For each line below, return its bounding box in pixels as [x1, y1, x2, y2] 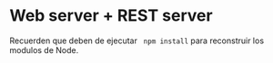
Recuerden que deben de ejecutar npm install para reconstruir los [9, 35, 265, 46]
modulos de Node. [9, 44, 79, 55]
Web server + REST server [9, 5, 213, 26]
